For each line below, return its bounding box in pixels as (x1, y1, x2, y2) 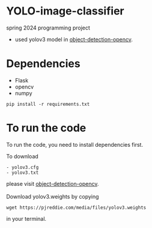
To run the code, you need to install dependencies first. (6, 141, 143, 148)
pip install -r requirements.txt (6, 101, 90, 107)
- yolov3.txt (6, 170, 39, 176)
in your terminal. (6, 215, 47, 222)
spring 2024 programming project (6, 24, 90, 31)
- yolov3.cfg (6, 164, 39, 170)
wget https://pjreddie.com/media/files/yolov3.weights (6, 205, 147, 211)
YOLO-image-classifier (6, 4, 124, 18)
